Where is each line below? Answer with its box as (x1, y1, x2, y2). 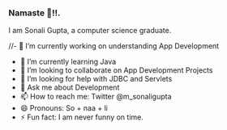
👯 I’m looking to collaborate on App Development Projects (19, 65, 213, 75)
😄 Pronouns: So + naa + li (19, 103, 108, 113)
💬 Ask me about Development (19, 82, 120, 92)
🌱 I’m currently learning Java (19, 57, 117, 67)
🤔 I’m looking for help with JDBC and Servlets (19, 74, 173, 84)
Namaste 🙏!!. (8, 7, 61, 19)
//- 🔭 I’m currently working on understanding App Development (8, 41, 220, 51)
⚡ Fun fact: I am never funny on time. (19, 112, 144, 122)
